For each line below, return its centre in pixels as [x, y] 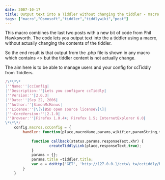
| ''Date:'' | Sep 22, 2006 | [31, 100]
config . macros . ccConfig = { [42, 128]
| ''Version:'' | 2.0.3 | [27, 95]
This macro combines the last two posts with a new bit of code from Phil [78, 33]
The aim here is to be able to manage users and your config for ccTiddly [78, 67]
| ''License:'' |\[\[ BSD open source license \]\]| [56, 109]
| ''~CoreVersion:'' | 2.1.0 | [33, 114]
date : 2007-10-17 [23, 10]
